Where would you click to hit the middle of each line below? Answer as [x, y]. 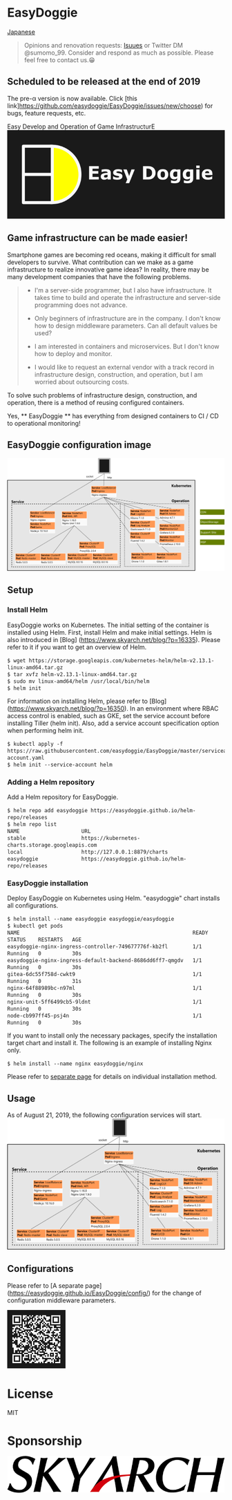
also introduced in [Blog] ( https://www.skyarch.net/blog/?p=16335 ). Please [114, 639]
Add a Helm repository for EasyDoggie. [63, 797]
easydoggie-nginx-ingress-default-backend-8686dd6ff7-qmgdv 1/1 [105, 961]
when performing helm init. [46, 730]
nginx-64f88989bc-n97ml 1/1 [105, 988]
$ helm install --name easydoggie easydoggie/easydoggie [91, 919]
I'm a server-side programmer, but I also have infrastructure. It [123, 290]
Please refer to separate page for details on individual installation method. [112, 1077]
